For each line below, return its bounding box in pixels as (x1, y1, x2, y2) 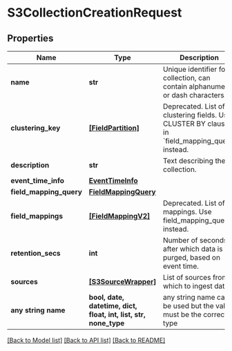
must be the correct (163, 310, 227, 319)
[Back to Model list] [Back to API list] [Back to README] (7, 336, 166, 344)
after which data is (163, 244, 223, 254)
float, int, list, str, (88, 310, 146, 319)
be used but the (163, 301, 214, 310)
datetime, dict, (88, 301, 137, 310)
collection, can (163, 73, 211, 82)
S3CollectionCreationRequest (7, 5, 182, 21)
